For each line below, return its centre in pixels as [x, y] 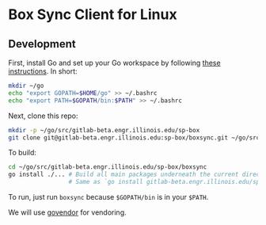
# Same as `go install [106, 182]
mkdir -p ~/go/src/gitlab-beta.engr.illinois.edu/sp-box [104, 130]
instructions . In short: [43, 71]
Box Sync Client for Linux [93, 15]
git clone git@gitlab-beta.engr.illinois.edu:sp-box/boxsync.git [118, 137]
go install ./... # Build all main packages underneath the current [123, 175]
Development [42, 44]
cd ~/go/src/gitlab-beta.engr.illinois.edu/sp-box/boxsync [108, 167]
